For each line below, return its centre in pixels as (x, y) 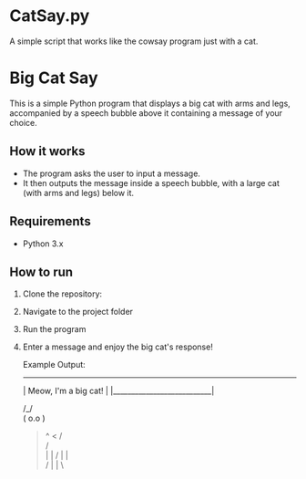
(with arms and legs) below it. (78, 193)
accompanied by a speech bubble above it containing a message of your (146, 113)
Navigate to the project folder (78, 312)
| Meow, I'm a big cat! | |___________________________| (118, 391)
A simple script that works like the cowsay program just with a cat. (134, 41)
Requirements (50, 221)
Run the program (54, 329)
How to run (41, 271)
